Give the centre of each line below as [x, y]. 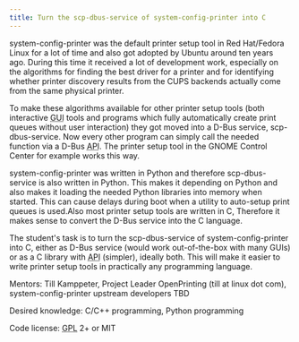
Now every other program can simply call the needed [161, 136]
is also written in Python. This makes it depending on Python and [158, 182]
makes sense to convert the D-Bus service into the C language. [126, 220]
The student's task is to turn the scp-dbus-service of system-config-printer [149, 237]
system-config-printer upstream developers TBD [99, 293]
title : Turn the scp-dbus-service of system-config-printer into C [138, 17]
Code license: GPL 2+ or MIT [63, 328]
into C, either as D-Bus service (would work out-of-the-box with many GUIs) [150, 247]
